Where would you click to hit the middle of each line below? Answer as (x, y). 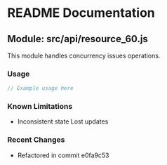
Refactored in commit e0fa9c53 (64, 155)
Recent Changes (36, 140)
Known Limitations (40, 107)
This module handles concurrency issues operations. (84, 55)
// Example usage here (40, 88)
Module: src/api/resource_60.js (78, 39)
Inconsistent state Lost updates (63, 121)
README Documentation (81, 13)
